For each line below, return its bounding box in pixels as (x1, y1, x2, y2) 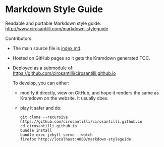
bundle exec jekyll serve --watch (20, 132, 93, 137)
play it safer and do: (20, 105, 62, 111)
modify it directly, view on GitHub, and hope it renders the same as (20, 89, 159, 95)
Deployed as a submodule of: (12, 65, 74, 71)
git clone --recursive (20, 115, 68, 120)
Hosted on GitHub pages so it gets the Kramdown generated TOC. (12, 55, 150, 61)
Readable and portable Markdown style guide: (5, 20, 101, 26)
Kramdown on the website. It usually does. (20, 95, 109, 101)
